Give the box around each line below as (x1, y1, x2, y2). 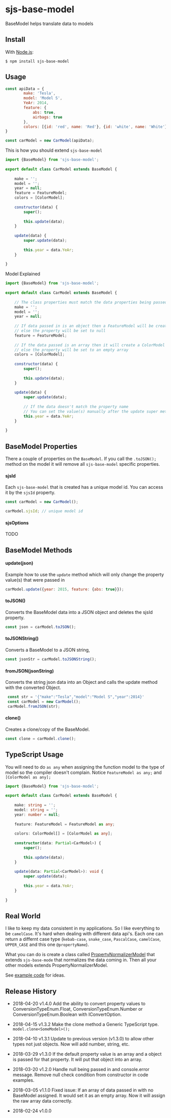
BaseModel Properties (5, 442, 78, 450)
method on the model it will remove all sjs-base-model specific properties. (5, 461, 160, 467)
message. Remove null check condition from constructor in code (12, 1072, 149, 1078)
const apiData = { (5, 86, 44, 91)
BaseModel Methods (5, 545, 72, 555)
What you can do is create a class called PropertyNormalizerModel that (5, 952, 155, 958)
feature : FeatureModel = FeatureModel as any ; (14, 821, 115, 827)
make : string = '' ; (14, 803, 56, 808)
